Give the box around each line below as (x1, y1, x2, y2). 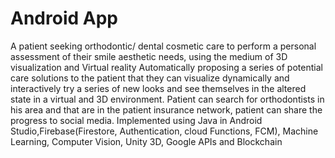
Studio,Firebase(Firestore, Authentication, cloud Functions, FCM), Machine (10, 125, 319, 137)
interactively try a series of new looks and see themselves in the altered (10, 82, 307, 94)
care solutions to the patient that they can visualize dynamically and (10, 72, 290, 84)
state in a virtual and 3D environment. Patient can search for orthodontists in (10, 93, 325, 105)
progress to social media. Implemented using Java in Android (10, 114, 263, 126)
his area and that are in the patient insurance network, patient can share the (10, 103, 323, 116)
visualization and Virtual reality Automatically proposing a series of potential (10, 61, 323, 73)
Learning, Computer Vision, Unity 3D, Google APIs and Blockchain (10, 135, 283, 147)
